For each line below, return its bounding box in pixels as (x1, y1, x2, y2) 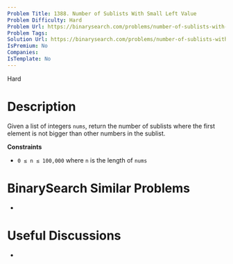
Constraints (7, 142, 42, 151)
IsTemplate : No (7, 56, 51, 63)
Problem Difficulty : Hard (7, 17, 82, 24)
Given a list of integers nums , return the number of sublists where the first (7, 122, 216, 130)
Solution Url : (7, 36, 49, 43)
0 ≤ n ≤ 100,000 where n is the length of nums (17, 156, 148, 164)
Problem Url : (7, 23, 45, 30)
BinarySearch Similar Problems (7, 180, 191, 196)
